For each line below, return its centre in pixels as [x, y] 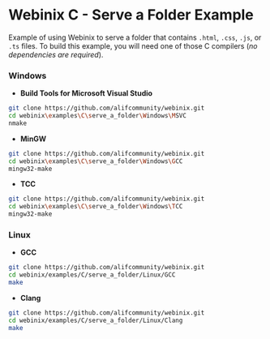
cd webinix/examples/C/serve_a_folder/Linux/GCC [92, 275]
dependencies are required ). [56, 54]
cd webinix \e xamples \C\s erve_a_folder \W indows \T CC [96, 207]
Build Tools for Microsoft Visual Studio [86, 93]
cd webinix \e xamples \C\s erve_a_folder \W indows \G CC [96, 161]
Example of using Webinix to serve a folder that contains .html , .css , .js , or [135, 37]
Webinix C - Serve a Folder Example [131, 15]
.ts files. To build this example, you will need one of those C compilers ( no [133, 45]
